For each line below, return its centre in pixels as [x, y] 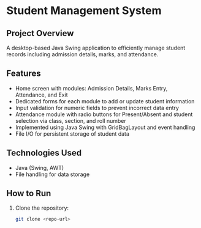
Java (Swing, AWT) [40, 167]
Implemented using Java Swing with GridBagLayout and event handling [105, 127]
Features [24, 74]
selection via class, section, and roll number [71, 120]
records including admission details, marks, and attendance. [82, 54]
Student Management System [84, 11]
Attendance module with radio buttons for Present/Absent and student [104, 114]
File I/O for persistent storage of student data [72, 134]
